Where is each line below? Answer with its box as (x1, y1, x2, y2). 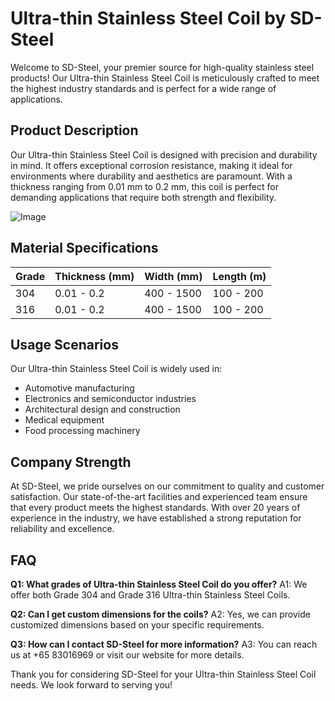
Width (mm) (144, 269, 203, 283)
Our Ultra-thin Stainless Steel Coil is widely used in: (10, 363, 223, 375)
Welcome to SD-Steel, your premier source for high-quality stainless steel (10, 61, 315, 73)
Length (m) (212, 269, 267, 283)
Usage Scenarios (10, 336, 119, 353)
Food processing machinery (24, 425, 141, 437)
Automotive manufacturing (24, 382, 135, 394)
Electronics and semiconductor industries (24, 393, 197, 405)
